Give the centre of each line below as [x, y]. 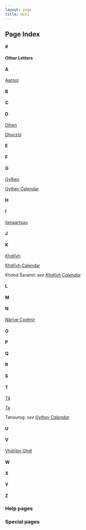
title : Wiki [17, 14]
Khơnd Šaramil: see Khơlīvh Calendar [43, 275]
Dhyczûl [13, 134]
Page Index [23, 34]
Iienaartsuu [16, 222]
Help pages [19, 509]
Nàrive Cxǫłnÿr [20, 320]
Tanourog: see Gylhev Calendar [37, 417]
